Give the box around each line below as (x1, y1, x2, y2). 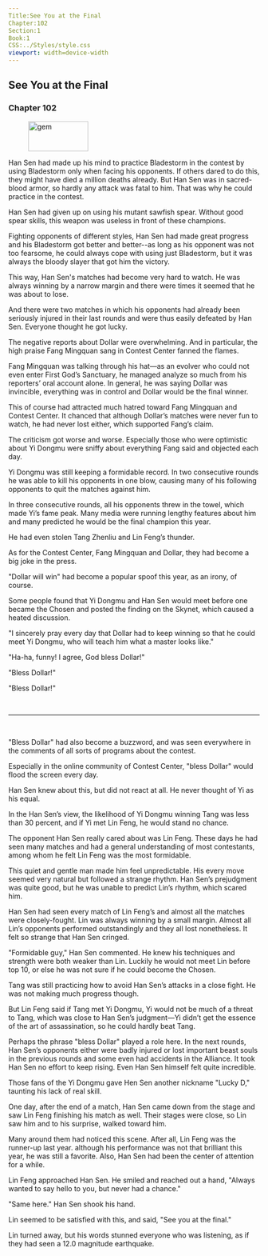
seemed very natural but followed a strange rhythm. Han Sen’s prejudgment (8, 874, 258, 884)
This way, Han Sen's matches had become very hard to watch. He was (8, 272, 241, 282)
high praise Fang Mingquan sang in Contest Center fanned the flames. (8, 346, 239, 355)
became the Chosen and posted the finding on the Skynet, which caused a (8, 604, 254, 614)
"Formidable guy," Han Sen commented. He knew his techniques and (8, 947, 235, 957)
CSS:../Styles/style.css (8, 42, 91, 50)
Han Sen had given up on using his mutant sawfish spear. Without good (8, 207, 244, 217)
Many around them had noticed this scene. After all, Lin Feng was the (8, 1134, 237, 1144)
